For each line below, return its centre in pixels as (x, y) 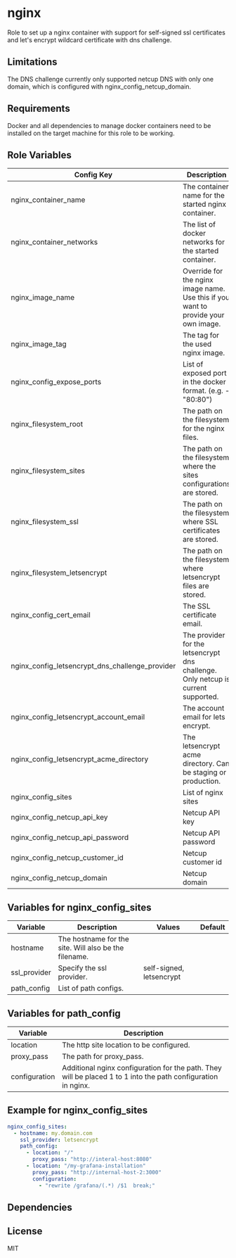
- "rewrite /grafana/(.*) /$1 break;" (97, 1186)
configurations (206, 484)
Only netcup (203, 679)
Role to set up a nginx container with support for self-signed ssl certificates (117, 32)
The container (206, 186)
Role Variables (39, 155)
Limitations (32, 62)
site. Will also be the (91, 948)
